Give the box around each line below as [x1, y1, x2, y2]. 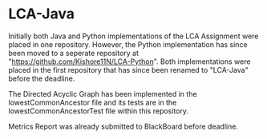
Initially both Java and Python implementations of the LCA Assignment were [8, 31, 259, 41]
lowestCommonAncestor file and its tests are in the [8, 97, 177, 107]
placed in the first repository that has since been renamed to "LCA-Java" [8, 65, 249, 74]
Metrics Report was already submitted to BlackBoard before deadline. [8, 121, 239, 131]
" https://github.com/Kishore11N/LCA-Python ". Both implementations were [8, 57, 251, 66]
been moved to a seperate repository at [8, 48, 139, 58]
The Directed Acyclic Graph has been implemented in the [8, 89, 198, 98]
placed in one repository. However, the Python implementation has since [8, 39, 248, 49]
